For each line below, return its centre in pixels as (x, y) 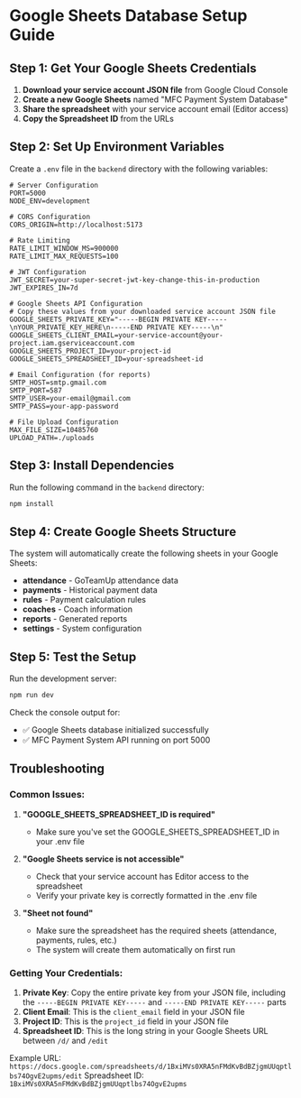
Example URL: (35, 1057)
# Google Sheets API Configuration (76, 303)
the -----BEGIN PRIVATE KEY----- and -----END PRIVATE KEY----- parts (154, 1001)
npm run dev (32, 696)
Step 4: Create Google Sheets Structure (123, 532)
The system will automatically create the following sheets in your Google (144, 554)
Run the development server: (63, 678)
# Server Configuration (54, 185)
